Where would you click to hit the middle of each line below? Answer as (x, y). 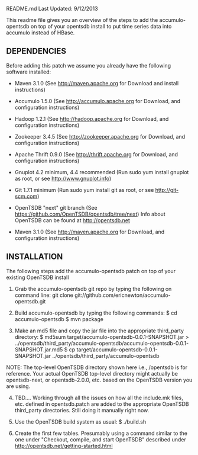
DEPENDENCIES (36, 51)
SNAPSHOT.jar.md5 (39, 350)
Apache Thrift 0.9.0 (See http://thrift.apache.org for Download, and (96, 154)
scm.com (26, 196)
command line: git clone (44, 295)
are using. (18, 386)
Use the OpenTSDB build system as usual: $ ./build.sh (80, 422)
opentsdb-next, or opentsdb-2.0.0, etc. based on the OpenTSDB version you (99, 380)
